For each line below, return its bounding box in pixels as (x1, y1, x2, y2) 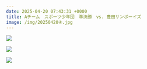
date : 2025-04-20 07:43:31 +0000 (6, 8, 87, 14)
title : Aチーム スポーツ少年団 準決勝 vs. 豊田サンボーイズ (6, 14, 142, 20)
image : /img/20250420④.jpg (6, 19, 73, 25)
